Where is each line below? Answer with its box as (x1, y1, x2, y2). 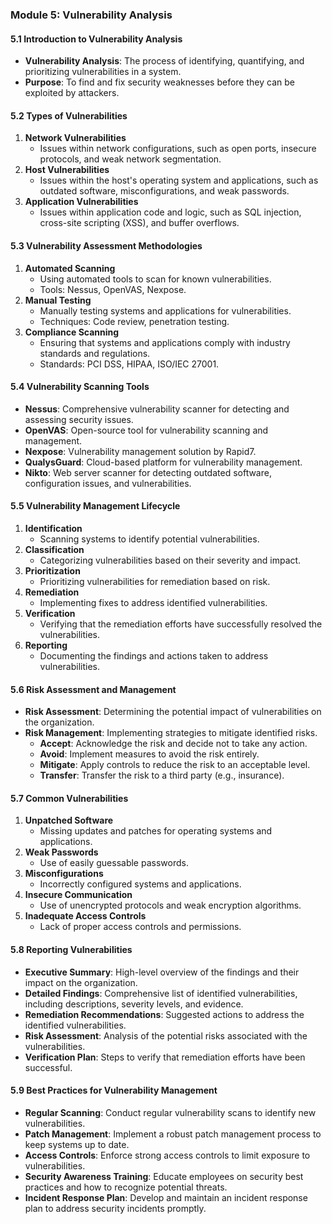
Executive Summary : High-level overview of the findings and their (24, 966, 300, 978)
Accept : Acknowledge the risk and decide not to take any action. (39, 738, 308, 750)
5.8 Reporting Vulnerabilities (10, 943, 133, 955)
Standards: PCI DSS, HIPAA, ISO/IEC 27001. (39, 358, 220, 370)
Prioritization (24, 564, 81, 577)
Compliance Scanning (24, 326, 120, 338)
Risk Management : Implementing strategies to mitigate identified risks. (24, 727, 318, 739)
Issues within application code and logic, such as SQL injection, (39, 206, 302, 218)
